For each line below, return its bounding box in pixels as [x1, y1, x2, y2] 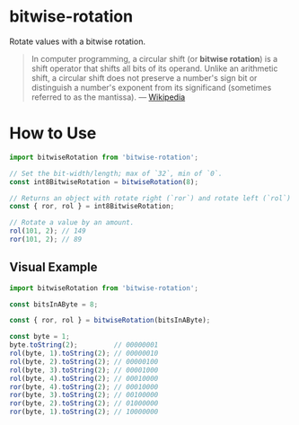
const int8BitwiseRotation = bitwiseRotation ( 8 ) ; [9, 177, 199, 186]
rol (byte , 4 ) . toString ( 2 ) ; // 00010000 [9, 374, 159, 383]
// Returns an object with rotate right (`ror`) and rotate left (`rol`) [9, 193, 292, 203]
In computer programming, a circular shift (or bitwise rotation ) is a [31, 53, 278, 64]
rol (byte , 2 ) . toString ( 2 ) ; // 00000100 [9, 357, 159, 366]
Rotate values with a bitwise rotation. [9, 36, 146, 47]
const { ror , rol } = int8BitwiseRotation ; [9, 202, 175, 211]
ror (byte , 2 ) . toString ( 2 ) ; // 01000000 [9, 399, 159, 408]
